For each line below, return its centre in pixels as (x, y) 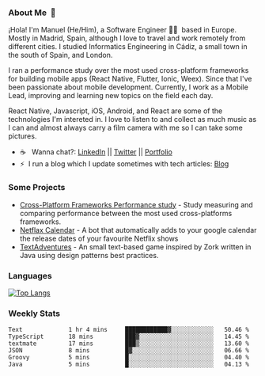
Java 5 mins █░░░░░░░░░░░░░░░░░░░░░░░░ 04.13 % (129, 365)
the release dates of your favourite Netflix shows (99, 238)
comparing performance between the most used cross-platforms (126, 213)
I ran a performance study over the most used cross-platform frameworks (129, 70)
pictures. (23, 136)
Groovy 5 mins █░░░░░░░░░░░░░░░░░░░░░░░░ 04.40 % (129, 358)
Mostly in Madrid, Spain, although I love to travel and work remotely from (127, 38)
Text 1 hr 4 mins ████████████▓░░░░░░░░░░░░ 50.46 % (129, 330)
